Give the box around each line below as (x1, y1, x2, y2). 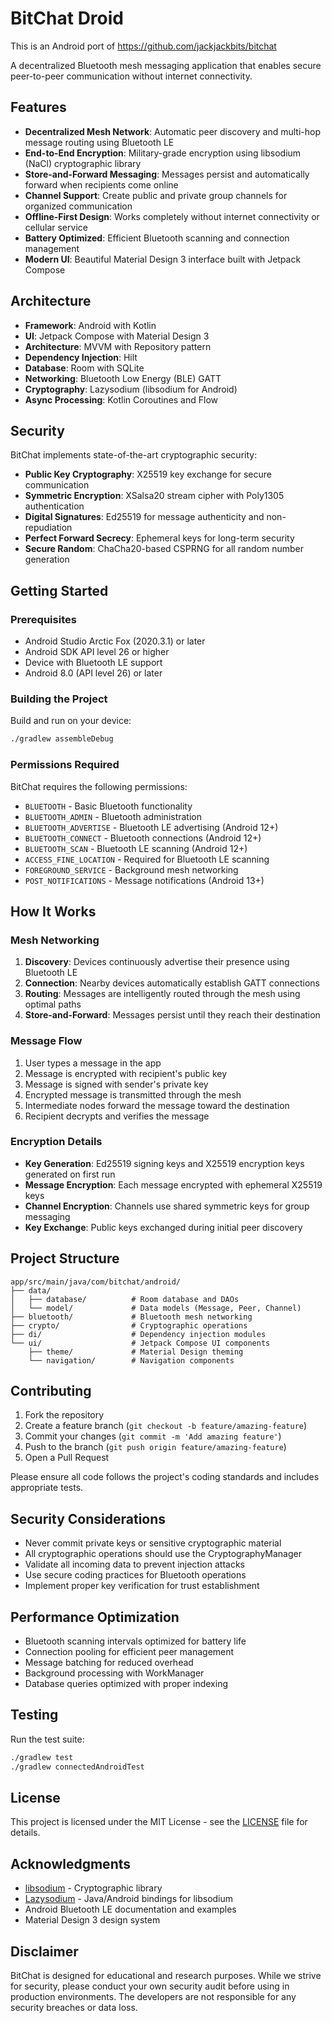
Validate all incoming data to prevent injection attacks (24, 1558, 245, 1571)
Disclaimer (10, 1943, 79, 1960)
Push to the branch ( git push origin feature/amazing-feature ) (24, 1441, 287, 1453)
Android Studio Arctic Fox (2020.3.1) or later (24, 635, 206, 647)
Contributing (10, 1383, 92, 1400)
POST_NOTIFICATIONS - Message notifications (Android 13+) (24, 874, 265, 886)
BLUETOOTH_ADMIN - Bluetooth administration (24, 810, 203, 822)
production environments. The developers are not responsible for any (10, 1991, 297, 2003)
